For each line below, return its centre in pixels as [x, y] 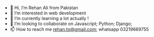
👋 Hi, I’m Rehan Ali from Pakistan [44, 8]
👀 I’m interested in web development [48, 13]
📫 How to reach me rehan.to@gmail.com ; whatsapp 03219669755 [79, 29]
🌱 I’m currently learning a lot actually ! [49, 18]
